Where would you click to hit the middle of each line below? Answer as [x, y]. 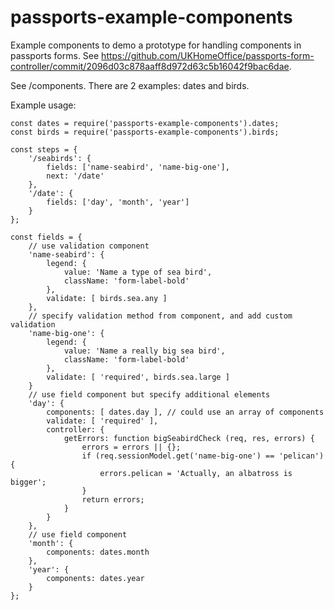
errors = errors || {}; [131, 447]
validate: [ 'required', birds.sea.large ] [138, 377]
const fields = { [46, 237]
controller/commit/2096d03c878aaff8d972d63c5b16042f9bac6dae [150, 66]
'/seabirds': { [60, 158]
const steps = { [44, 149]
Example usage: [43, 105]
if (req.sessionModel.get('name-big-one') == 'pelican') [203, 456]
